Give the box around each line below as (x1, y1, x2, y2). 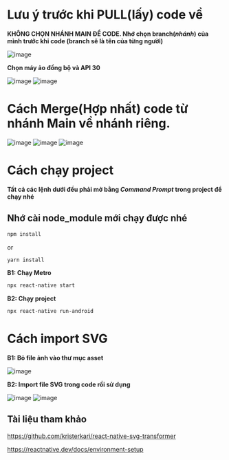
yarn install (7, 256, 45, 263)
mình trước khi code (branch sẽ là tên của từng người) (7, 36, 164, 45)
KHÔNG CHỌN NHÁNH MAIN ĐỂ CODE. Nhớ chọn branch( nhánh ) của (7, 30, 209, 38)
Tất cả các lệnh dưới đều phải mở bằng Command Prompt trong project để (7, 185, 222, 193)
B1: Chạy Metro (7, 269, 52, 277)
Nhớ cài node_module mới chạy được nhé (7, 212, 188, 224)
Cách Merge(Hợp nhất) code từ (7, 101, 188, 117)
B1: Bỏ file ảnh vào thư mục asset (7, 354, 104, 362)
